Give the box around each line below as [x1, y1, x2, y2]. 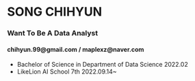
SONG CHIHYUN [7, 4, 103, 20]
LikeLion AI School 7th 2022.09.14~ [16, 67, 118, 76]
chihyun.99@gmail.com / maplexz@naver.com [7, 45, 144, 53]
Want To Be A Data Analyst [7, 29, 98, 38]
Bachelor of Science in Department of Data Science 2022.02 [16, 61, 188, 69]
